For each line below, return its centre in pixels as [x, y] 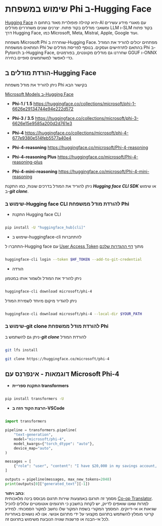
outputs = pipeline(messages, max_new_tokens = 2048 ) [58, 480]
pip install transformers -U [34, 399]
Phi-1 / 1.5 [22, 104]
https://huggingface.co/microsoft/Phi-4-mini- [104, 171]
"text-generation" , [33, 435]
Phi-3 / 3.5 [23, 118]
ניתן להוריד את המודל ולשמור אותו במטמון [43, 278]
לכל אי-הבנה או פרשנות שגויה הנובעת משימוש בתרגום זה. [57, 519]
